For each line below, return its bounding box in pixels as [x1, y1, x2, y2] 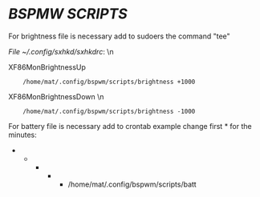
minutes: [8, 130, 38, 139]
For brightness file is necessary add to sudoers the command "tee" [8, 31, 230, 41]
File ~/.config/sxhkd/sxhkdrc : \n [8, 46, 114, 56]
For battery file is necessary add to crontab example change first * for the [8, 121, 252, 131]
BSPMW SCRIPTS [8, 5, 128, 23]
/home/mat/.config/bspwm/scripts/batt [67, 179, 197, 189]
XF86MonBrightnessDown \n [8, 91, 104, 101]
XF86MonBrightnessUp [8, 62, 87, 72]
